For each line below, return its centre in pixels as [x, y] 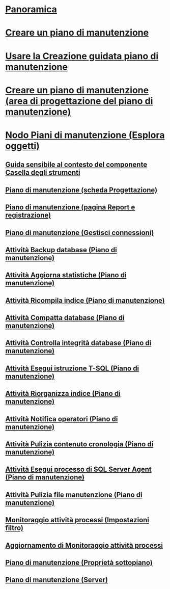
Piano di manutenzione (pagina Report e [70, 207]
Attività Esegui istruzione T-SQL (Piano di [72, 368]
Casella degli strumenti [43, 172]
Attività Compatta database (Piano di [65, 318]
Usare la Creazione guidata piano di [82, 56]
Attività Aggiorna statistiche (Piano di [66, 275]
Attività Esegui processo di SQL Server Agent [78, 470]
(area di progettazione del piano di [79, 101]
